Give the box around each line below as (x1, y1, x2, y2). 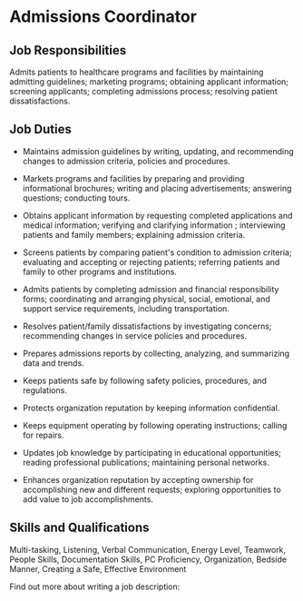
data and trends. (22, 357, 84, 369)
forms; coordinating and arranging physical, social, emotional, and (22, 293, 270, 304)
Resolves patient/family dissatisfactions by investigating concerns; (22, 320, 272, 331)
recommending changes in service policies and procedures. (22, 330, 248, 341)
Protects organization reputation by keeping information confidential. (22, 402, 280, 413)
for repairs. (22, 429, 65, 440)
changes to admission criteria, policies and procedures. (22, 155, 230, 166)
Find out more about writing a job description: (9, 581, 181, 592)
